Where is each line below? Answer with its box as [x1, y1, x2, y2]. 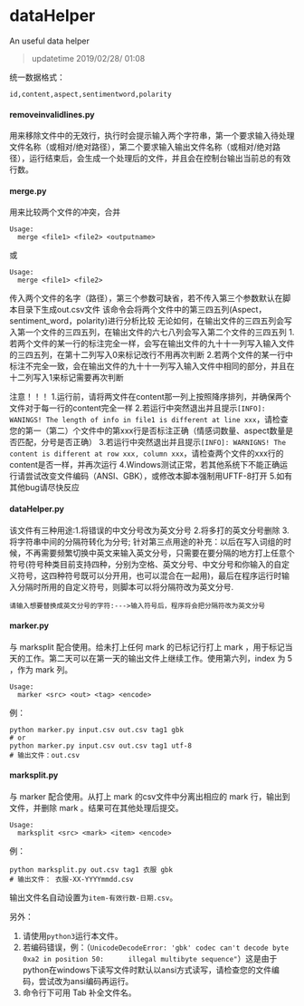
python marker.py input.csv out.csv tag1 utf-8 [9, 740, 193, 750]
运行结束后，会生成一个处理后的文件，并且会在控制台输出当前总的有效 [28, 153, 291, 164]
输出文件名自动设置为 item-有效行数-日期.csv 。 [9, 892, 178, 903]
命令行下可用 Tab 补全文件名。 [22, 987, 138, 998]
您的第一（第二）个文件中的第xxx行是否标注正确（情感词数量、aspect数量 [9, 425, 286, 436]
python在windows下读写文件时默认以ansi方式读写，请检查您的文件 [22, 964, 272, 975]
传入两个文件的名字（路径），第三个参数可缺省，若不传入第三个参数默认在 [9, 293, 283, 304]
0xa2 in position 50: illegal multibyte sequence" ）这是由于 [22, 953, 278, 963]
